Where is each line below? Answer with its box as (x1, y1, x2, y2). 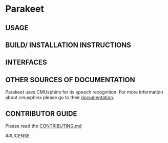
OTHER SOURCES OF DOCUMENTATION (5, 75, 135, 84)
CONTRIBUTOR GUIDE (5, 109, 77, 118)
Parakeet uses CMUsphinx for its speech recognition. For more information (5, 89, 163, 95)
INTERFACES (5, 58, 47, 67)
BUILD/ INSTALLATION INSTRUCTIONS (5, 40, 132, 49)
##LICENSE (5, 132, 30, 138)
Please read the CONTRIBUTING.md (5, 123, 82, 129)
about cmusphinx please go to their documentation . (5, 94, 114, 101)
